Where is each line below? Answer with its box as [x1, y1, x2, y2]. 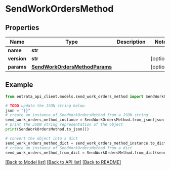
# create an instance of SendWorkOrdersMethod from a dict [5, 145, 133, 150]
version [8, 55, 27, 62]
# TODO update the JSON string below [5, 103, 85, 108]
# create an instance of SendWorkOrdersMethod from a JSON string [5, 113, 148, 118]
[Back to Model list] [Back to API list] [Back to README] [5, 159, 121, 165]
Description [116, 39, 146, 45]
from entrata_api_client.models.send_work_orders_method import [5, 94, 144, 99]
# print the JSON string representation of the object [5, 122, 123, 127]
